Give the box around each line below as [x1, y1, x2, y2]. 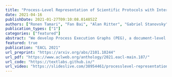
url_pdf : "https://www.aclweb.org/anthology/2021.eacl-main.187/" [5, 54, 150, 60]
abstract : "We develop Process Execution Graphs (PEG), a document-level [5, 36, 166, 41]
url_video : [5, 64, 29, 69]
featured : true [5, 41, 38, 46]
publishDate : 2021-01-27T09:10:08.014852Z [5, 17, 97, 22]
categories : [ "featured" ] [5, 31, 60, 36]
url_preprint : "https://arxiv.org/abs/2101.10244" [5, 50, 116, 55]
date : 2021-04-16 [5, 12, 42, 17]
